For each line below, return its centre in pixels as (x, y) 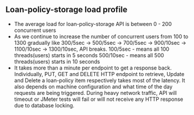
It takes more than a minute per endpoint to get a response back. (93, 68)
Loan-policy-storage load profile (67, 10)
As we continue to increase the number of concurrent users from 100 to (101, 36)
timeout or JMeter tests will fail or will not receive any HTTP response (98, 99)
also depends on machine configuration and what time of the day (93, 86)
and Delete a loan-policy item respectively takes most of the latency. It (99, 80)
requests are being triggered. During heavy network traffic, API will (96, 93)
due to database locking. (44, 105)
